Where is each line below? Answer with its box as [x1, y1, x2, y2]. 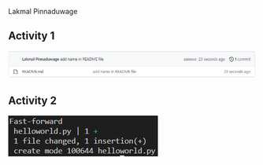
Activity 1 [8, 29, 55, 42]
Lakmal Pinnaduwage [8, 7, 78, 16]
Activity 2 [8, 94, 57, 108]
